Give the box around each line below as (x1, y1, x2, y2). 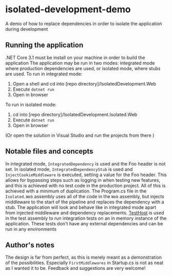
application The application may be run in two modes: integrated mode (5, 60, 155, 66)
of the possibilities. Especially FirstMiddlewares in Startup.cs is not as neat (5, 260, 164, 266)
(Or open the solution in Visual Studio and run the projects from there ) (5, 132, 155, 138)
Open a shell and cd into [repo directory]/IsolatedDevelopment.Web (12, 80, 157, 87)
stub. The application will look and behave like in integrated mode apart (5, 204, 157, 210)
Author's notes (5, 241, 55, 249)
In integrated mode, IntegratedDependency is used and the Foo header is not (5, 160, 166, 167)
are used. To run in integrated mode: (5, 71, 83, 77)
